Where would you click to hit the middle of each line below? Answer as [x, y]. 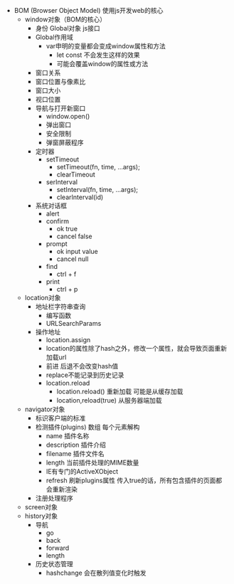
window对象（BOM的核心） [65, 19]
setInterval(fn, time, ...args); [97, 190]
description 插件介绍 [76, 445]
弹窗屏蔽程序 [65, 142]
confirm [58, 221]
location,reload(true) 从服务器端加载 [109, 400]
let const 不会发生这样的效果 [98, 55]
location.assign [68, 340]
